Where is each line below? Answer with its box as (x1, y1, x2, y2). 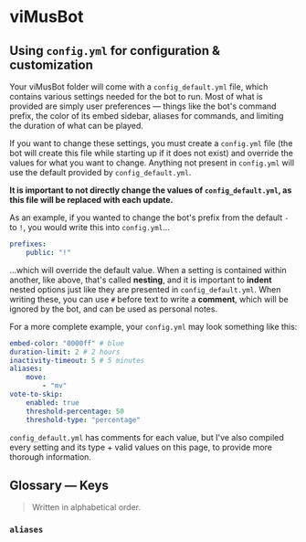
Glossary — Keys (9, 477, 110, 493)
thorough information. (9, 451, 91, 462)
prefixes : (9, 239, 47, 249)
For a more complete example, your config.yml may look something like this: (9, 321, 298, 332)
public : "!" (26, 248, 71, 257)
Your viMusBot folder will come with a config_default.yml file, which (9, 81, 269, 92)
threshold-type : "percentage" (26, 415, 142, 424)
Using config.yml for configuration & (9, 43, 221, 58)
